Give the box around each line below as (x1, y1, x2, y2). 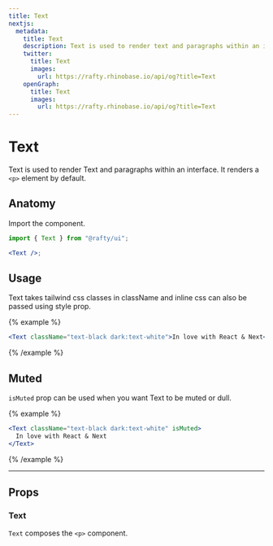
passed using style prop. (8, 302, 92, 312)
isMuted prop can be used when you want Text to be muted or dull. (8, 393, 232, 403)
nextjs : (8, 20, 35, 28)
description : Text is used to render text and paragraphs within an (23, 42, 260, 50)
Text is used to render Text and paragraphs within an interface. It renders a (8, 164, 260, 175)
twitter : (23, 50, 53, 58)
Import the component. (8, 218, 85, 228)
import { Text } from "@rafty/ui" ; (8, 234, 129, 242)
